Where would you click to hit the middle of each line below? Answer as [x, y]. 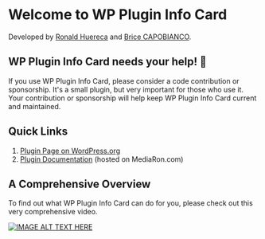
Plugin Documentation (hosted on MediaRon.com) [101, 159]
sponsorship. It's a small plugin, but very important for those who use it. [126, 89]
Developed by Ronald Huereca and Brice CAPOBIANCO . [100, 37]
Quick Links [38, 132]
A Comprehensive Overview [80, 184]
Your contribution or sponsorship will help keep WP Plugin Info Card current [132, 98]
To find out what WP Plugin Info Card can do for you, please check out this [131, 203]
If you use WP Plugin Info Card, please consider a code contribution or [124, 80]
